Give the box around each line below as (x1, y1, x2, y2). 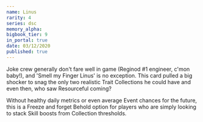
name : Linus (6, 9, 37, 15)
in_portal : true (6, 37, 48, 43)
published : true (6, 49, 48, 55)
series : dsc (6, 20, 37, 26)
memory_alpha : (6, 26, 43, 32)
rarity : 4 (6, 15, 32, 21)
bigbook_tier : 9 (6, 32, 48, 38)
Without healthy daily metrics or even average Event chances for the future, (6, 96, 197, 104)
